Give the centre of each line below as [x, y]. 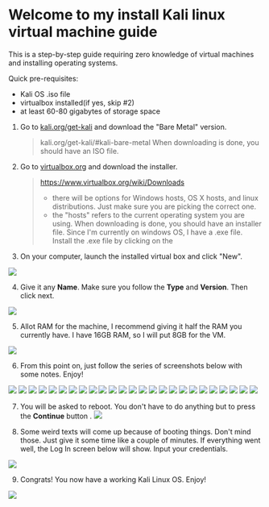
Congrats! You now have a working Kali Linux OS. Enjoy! [113, 479]
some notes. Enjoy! [52, 374]
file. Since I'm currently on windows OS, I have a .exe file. [147, 232]
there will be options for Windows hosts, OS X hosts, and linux [155, 197]
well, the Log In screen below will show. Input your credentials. [124, 448]
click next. [37, 295]
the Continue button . [56, 416]
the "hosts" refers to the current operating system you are [149, 214]
